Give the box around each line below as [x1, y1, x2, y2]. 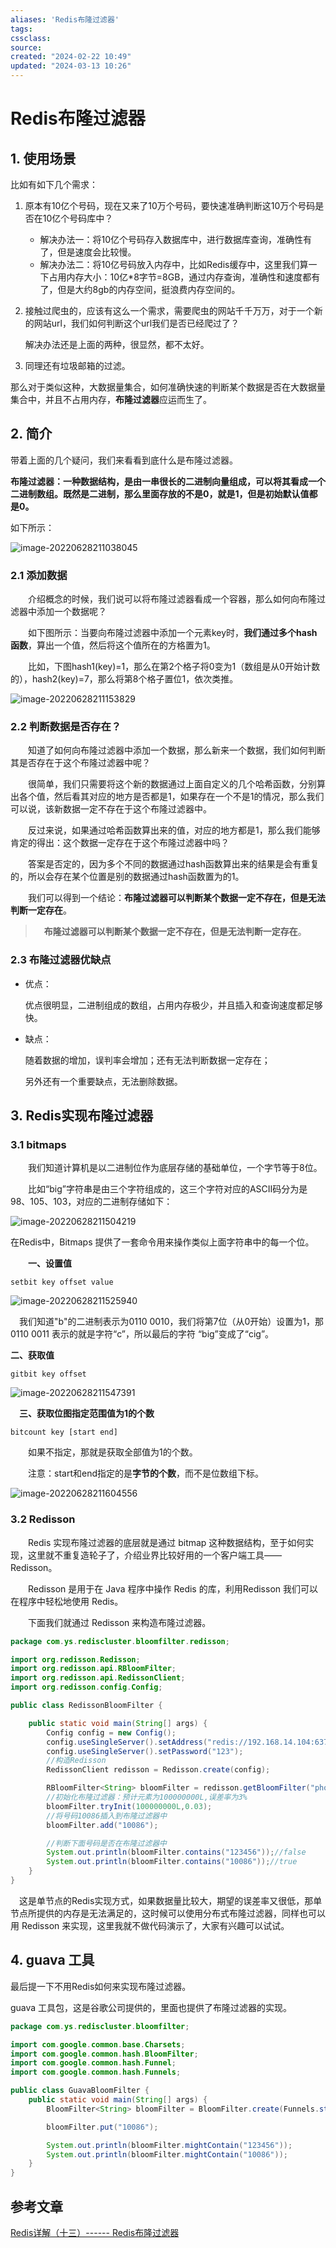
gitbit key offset [10, 1369, 87, 1380]
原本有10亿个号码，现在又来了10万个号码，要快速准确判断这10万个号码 [24, 200, 316, 211]
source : [10, 42, 43, 53]
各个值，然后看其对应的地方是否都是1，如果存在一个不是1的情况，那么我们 [18, 791, 325, 803]
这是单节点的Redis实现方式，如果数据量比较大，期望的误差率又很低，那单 [18, 1894, 323, 1906]
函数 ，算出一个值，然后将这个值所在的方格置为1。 [10, 639, 216, 651]
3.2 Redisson [10, 1512, 76, 1526]
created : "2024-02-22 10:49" [10, 52, 132, 62]
